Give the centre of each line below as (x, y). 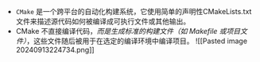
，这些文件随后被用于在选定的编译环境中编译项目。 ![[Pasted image (137, 41)
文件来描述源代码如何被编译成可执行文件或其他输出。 (103, 21)
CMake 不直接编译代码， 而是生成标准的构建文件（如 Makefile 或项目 (128, 31)
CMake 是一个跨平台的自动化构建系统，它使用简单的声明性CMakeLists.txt (134, 11)
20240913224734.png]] (55, 50)
